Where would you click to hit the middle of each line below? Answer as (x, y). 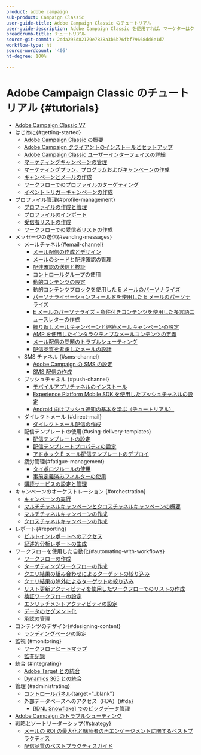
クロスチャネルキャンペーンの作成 (66, 521)
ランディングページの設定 (55, 633)
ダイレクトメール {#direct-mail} (63, 416)
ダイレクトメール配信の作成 (67, 424)
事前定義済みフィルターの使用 (69, 476)
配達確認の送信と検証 (59, 266)
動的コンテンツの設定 (59, 281)
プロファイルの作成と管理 (55, 207)
